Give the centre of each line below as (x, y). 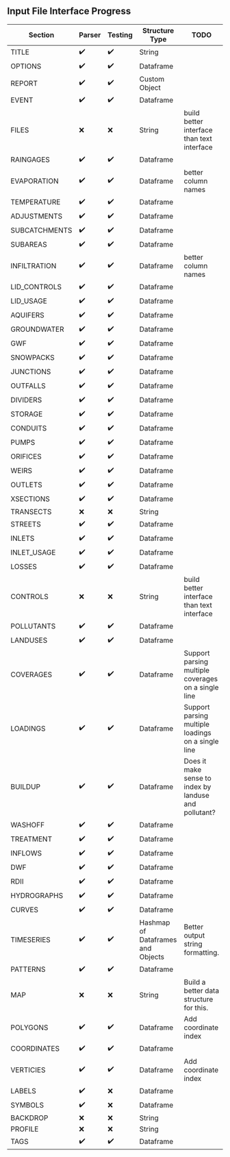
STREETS (26, 524)
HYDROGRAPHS (37, 896)
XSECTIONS (30, 499)
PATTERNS (28, 969)
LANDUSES (29, 640)
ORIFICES (26, 456)
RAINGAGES (30, 160)
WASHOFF (28, 825)
